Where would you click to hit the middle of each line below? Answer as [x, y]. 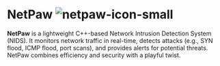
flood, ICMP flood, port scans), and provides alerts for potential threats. [108, 48]
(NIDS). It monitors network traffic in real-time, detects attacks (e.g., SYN [110, 40]
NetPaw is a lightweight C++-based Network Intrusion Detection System [109, 33]
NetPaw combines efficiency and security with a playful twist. [94, 55]
